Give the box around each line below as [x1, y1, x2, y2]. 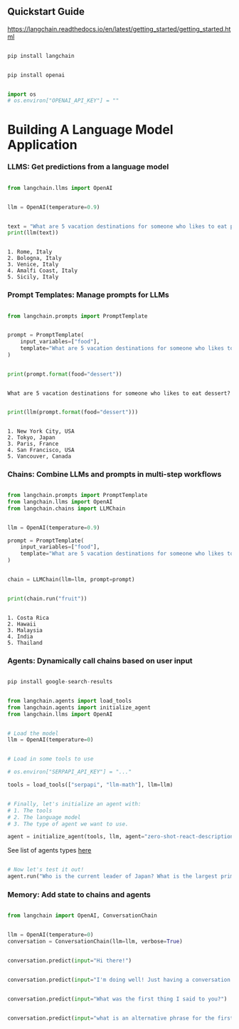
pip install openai [7, 71, 65, 79]
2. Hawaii [7, 621, 37, 628]
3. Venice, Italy [7, 261, 59, 268]
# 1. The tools [7, 807, 53, 814]
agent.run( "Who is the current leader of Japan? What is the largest [7, 873, 218, 880]
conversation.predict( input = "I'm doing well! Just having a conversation [7, 976, 231, 983]
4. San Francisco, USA [7, 446, 75, 453]
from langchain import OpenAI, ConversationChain [7, 912, 158, 920]
